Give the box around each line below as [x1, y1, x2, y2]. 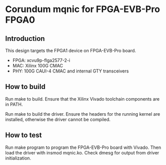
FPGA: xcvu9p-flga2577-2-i [12, 57, 70, 63]
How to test [5, 131, 42, 139]
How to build [5, 82, 46, 91]
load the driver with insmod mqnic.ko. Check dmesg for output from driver [5, 149, 159, 155]
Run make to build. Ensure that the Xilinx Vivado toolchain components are [5, 96, 160, 102]
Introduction [5, 34, 45, 43]
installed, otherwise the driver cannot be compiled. [5, 116, 111, 122]
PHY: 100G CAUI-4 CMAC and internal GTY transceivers [12, 68, 129, 74]
